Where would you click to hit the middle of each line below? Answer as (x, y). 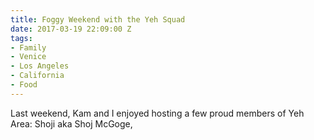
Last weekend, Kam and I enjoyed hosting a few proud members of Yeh (157, 113)
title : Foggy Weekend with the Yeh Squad (98, 19)
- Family (28, 47)
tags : (21, 38)
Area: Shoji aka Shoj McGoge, (71, 123)
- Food (24, 85)
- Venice (28, 57)
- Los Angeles (40, 66)
